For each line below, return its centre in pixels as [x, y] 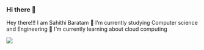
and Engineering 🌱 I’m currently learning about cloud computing [87, 29]
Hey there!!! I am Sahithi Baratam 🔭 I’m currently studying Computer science [102, 23]
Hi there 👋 [21, 10]
